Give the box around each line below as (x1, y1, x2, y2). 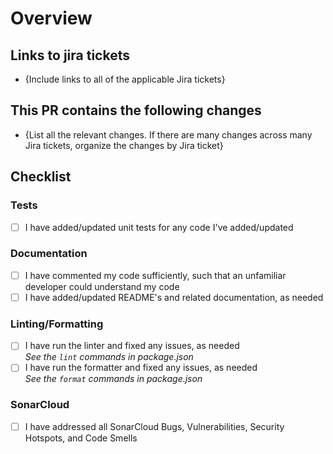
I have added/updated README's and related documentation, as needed (24, 291, 324, 303)
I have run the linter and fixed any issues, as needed (24, 340, 240, 352)
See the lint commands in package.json (24, 351, 194, 363)
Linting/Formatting (10, 317, 104, 331)
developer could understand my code (24, 280, 180, 292)
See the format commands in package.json (24, 373, 203, 385)
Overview (10, 7, 93, 30)
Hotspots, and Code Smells (24, 432, 138, 444)
